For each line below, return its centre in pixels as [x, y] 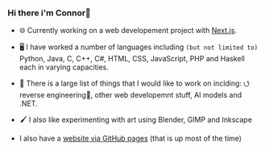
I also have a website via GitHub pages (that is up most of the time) [130, 138]
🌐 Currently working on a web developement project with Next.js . [128, 31]
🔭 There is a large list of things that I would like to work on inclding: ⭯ [135, 83]
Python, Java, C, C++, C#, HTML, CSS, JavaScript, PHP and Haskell [132, 59]
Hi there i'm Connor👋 [50, 13]
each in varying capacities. [64, 67]
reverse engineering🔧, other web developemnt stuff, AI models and [130, 95]
